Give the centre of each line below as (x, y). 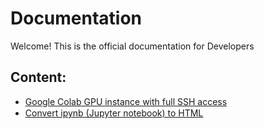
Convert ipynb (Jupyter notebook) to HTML (114, 113)
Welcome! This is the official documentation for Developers (132, 46)
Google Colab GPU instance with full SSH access (126, 101)
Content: (38, 77)
